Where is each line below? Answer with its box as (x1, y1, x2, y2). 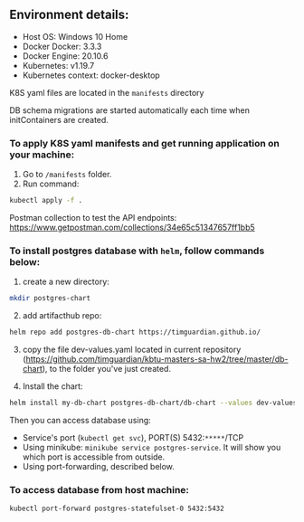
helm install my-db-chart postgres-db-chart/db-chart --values (9, 398, 253, 408)
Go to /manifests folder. (22, 169, 112, 180)
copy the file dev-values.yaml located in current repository (22, 344, 242, 356)
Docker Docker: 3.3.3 (22, 41, 102, 52)
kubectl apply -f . (9, 196, 83, 205)
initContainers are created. (9, 114, 109, 125)
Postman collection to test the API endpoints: (9, 212, 177, 223)
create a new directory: (22, 276, 110, 288)
